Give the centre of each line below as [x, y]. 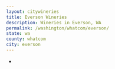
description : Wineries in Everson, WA [54, 22]
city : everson [24, 45]
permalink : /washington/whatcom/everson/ [58, 28]
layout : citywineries [33, 11]
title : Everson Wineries [37, 17]
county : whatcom [26, 39]
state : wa [18, 34]
